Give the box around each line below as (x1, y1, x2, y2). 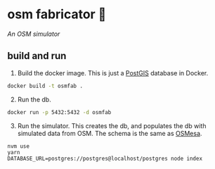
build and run (7, 50, 67, 62)
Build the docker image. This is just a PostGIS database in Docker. (17, 68, 209, 77)
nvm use (7, 142, 30, 150)
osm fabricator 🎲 (7, 6, 107, 23)
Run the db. (17, 95, 51, 104)
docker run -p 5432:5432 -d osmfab (7, 108, 112, 115)
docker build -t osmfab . (7, 82, 83, 89)
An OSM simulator (7, 30, 60, 38)
